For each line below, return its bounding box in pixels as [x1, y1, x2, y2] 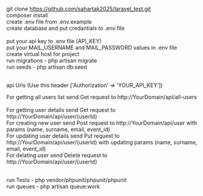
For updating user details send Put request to [6, 132, 120, 139]
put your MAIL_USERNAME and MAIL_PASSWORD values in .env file [6, 44, 177, 51]
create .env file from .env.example [6, 18, 92, 25]
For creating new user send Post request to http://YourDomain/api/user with [6, 119, 197, 127]
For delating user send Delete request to [6, 152, 108, 159]
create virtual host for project [6, 51, 80, 57]
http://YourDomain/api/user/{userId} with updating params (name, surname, [6, 139, 198, 145]
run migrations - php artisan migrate [6, 57, 98, 64]
